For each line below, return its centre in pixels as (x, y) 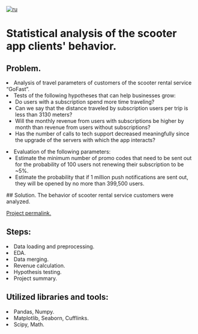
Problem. (24, 68)
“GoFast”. (18, 89)
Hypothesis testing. (38, 272)
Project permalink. (29, 213)
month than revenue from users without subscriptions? (83, 127)
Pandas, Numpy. (34, 311)
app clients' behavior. (61, 46)
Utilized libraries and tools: (58, 297)
